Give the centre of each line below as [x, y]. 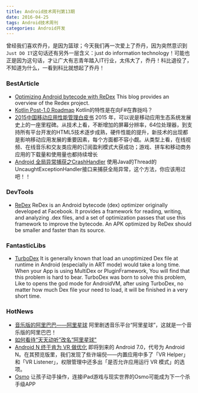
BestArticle [23, 83]
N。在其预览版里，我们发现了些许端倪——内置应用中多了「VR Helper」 [101, 355]
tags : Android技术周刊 [32, 22]
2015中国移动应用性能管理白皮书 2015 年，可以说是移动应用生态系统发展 [103, 117]
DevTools [20, 192]
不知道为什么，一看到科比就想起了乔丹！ [55, 68]
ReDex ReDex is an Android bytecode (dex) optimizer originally [91, 205]
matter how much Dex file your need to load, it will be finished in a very [101, 290]
